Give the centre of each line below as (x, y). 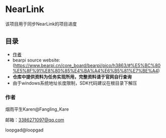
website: (51, 60)
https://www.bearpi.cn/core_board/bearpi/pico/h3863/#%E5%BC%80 (88, 65)
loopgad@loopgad (24, 130)
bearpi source (27, 60)
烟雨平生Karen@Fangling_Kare (37, 109)
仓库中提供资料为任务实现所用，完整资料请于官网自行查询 (72, 77)
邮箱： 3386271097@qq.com (35, 120)
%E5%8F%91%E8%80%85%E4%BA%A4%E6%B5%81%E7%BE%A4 (85, 71)
